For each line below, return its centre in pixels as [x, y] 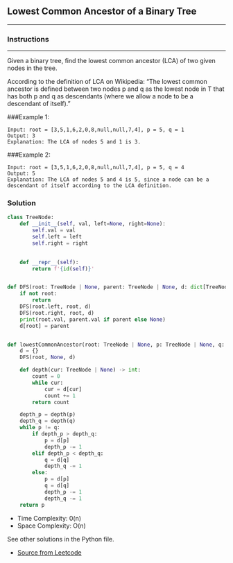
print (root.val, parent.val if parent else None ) [93, 319]
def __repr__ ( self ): [49, 262]
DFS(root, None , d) [48, 357]
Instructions [28, 39]
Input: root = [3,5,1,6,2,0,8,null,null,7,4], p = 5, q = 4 [96, 168]
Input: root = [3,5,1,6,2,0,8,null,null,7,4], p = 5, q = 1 [96, 130]
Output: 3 [21, 136]
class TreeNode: [31, 218]
